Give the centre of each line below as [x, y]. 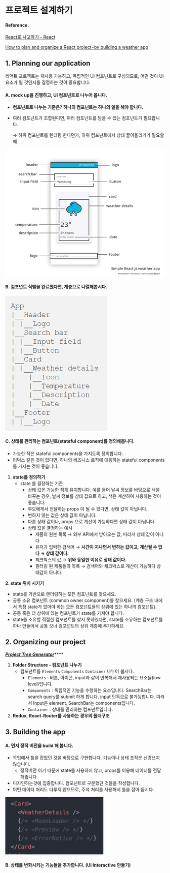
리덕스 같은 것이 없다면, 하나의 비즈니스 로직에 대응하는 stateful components [89, 460]
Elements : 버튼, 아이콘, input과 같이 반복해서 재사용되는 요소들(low [94, 677]
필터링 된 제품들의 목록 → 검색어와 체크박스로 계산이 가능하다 [95, 566]
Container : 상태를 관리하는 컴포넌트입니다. [70, 709]
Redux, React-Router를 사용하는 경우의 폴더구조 [61, 715]
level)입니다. [40, 684]
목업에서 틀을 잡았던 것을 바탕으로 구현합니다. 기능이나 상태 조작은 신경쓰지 [86, 758]
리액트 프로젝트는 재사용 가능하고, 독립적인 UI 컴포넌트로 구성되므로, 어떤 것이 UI [84, 76]
